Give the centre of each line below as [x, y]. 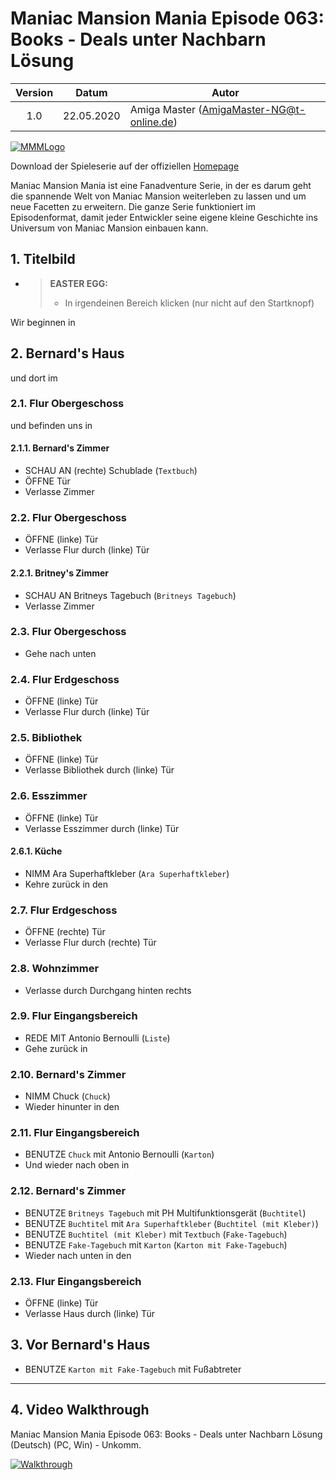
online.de [151, 122]
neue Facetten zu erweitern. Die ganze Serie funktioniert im [133, 206]
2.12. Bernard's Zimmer [68, 1191]
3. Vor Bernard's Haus [80, 1345]
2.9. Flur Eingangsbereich [74, 1016]
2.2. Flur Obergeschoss [68, 517]
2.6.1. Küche [36, 851]
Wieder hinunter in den [72, 1107]
